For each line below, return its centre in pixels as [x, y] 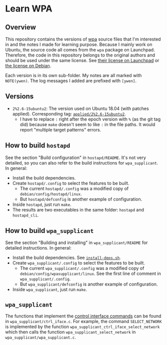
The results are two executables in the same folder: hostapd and [78, 209]
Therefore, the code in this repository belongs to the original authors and [80, 55]
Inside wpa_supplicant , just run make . [50, 289]
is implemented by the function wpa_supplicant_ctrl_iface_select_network [82, 327]
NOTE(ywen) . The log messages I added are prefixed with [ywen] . [71, 81]
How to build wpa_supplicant [49, 231]
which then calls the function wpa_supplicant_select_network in [70, 332]
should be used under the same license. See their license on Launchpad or [82, 60]
